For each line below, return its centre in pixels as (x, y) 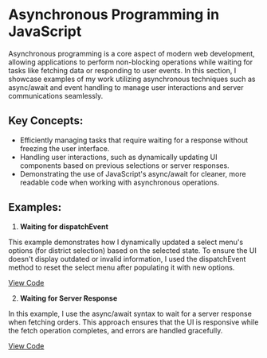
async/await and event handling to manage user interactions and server (126, 87)
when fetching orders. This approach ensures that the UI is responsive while (133, 322)
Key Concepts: (46, 121)
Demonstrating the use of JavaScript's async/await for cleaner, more (133, 173)
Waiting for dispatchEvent (64, 226)
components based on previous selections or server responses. (124, 165)
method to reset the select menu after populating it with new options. (122, 267)
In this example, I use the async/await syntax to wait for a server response (130, 313)
